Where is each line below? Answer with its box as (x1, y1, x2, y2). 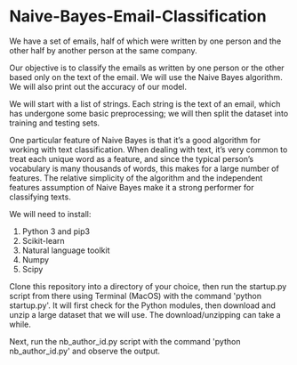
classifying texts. (9, 191, 71, 202)
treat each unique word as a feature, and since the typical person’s (9, 153, 254, 164)
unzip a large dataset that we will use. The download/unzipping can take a (9, 309, 282, 320)
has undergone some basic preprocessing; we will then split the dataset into (9, 108, 289, 118)
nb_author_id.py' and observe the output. (9, 345, 161, 356)
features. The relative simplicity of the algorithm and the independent (9, 172, 263, 183)
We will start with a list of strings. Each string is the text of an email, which (9, 98, 281, 109)
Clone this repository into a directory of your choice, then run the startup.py (9, 280, 287, 291)
